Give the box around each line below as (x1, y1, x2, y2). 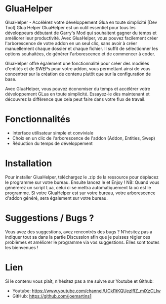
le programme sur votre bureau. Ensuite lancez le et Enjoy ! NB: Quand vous (5, 179, 160, 185)
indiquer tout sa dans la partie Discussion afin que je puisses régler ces (5, 234, 151, 240)
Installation (5, 158, 52, 169)
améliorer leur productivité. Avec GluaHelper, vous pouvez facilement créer (5, 35, 158, 41)
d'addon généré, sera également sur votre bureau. (5, 195, 108, 201)
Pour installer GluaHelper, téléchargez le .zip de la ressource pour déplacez (5, 174, 159, 180)
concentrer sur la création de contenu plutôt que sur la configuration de (5, 71, 151, 77)
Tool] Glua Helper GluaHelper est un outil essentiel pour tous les (5, 24, 136, 30)
